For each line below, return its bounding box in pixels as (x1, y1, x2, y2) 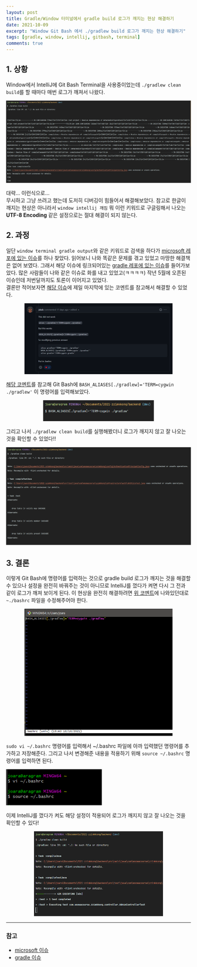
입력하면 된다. (21, 757, 53, 764)
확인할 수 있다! (6, 819, 39, 826)
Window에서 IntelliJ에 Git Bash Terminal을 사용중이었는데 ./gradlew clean (6, 81, 182, 88)
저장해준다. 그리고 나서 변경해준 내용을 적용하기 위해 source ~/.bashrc (21, 750, 184, 757)
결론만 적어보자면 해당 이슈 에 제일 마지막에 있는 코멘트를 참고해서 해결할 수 (6, 284, 177, 291)
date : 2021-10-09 (6, 22, 49, 28)
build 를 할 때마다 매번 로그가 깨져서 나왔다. (6, 88, 106, 95)
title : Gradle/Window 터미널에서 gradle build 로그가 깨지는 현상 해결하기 (6, 15, 175, 22)
